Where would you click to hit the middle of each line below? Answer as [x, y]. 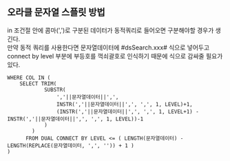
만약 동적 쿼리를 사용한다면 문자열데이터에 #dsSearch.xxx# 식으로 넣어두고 [108, 47]
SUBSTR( [55, 89]
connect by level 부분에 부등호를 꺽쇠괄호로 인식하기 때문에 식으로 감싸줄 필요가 [115, 56]
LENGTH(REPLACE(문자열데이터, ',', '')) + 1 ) [71, 146]
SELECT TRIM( [38, 84]
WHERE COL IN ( [29, 78]
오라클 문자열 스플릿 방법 [56, 12]
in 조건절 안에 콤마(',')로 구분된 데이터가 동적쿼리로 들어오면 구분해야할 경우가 [111, 30]
